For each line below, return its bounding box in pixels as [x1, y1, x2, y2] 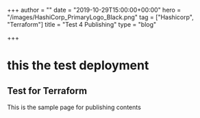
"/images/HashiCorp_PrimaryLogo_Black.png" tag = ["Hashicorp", [7, 13, 194, 21]
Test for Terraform [7, 85, 88, 97]
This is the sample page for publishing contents [7, 103, 142, 111]
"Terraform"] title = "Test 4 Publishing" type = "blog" [7, 21, 157, 28]
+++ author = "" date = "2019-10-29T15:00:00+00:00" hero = [7, 6, 182, 14]
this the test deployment [7, 58, 149, 73]
